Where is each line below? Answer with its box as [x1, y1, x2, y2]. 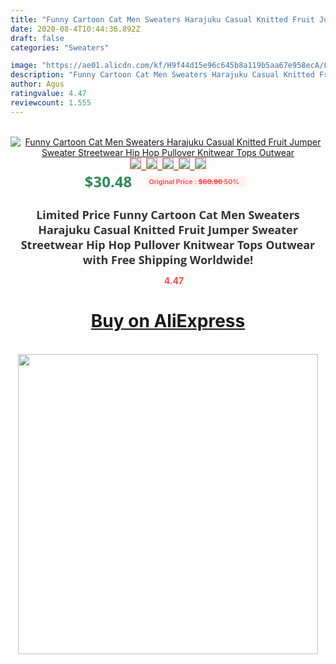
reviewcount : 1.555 [10, 97, 92, 108]
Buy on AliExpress [90, 310, 246, 333]
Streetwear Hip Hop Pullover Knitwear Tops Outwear [20, 236, 316, 253]
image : [10, 61, 38, 71]
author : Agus [10, 79, 65, 90]
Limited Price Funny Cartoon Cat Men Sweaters [36, 206, 300, 223]
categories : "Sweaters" [10, 42, 110, 53]
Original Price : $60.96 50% [148, 176, 240, 186]
